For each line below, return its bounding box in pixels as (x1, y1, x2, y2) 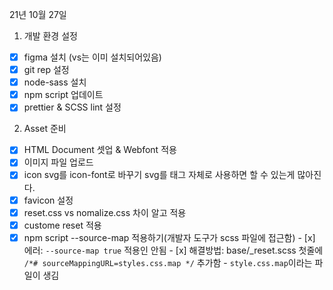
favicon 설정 (23, 194, 74, 206)
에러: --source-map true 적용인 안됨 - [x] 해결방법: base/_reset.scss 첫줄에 (23, 244, 324, 256)
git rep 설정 (23, 64, 70, 76)
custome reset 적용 (23, 219, 102, 231)
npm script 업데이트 (23, 89, 104, 101)
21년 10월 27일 (9, 9, 67, 20)
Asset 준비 (23, 123, 67, 135)
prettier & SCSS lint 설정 (23, 101, 122, 113)
